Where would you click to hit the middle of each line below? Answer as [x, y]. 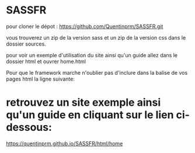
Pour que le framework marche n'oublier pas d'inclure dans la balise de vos [97, 72]
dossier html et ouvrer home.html [46, 61]
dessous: [29, 128]
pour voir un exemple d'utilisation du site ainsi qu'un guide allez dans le [92, 55]
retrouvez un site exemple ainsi [83, 102]
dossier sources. [26, 44]
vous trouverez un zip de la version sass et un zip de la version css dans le [96, 37]
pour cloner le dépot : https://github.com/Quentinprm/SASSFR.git [85, 26]
